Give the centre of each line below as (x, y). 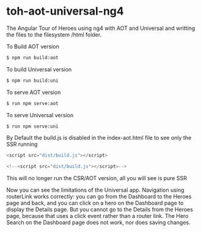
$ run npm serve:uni (33, 126)
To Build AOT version (33, 46)
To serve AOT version (34, 92)
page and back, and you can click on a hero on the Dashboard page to (95, 203)
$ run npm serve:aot (33, 103)
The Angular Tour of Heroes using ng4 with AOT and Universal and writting (101, 28)
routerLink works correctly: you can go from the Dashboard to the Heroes (99, 197)
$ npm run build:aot (33, 57)
